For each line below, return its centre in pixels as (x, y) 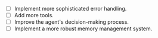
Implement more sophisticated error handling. (70, 9)
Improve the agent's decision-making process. (72, 22)
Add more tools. (34, 15)
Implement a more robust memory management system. (83, 28)
